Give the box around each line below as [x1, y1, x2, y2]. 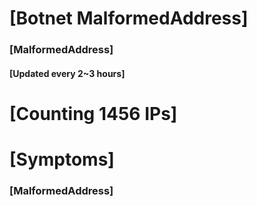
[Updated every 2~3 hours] [9, 67, 126, 79]
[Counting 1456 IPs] [9, 102, 178, 125]
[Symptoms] [9, 148, 115, 171]
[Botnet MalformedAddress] [9, 7, 249, 30]
